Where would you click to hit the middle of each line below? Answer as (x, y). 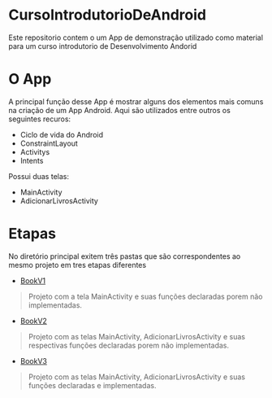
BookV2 (33, 321)
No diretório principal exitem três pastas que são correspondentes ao (125, 256)
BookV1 (33, 280)
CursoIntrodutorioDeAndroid (108, 15)
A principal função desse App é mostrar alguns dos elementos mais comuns (136, 101)
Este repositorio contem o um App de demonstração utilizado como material (136, 37)
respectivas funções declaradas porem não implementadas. (129, 345)
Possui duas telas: (39, 176)
